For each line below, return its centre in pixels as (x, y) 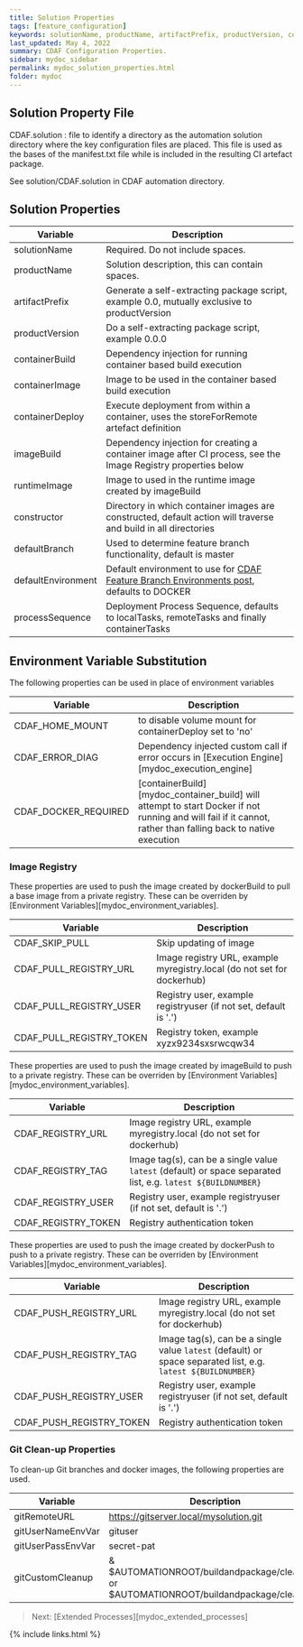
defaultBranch (44, 549)
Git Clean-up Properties (62, 1449)
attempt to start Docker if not (199, 806)
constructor (39, 517)
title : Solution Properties (62, 18)
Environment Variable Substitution (108, 661)
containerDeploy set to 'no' (196, 732)
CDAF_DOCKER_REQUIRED (72, 811)
